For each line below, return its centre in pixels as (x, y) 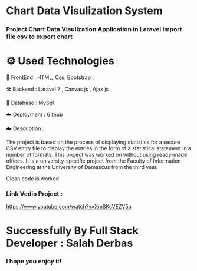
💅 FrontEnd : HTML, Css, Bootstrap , (50, 77)
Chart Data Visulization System (85, 11)
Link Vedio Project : (35, 194)
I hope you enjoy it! (34, 262)
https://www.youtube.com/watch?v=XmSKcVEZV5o (69, 207)
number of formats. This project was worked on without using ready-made (97, 155)
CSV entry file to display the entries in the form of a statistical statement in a (99, 148)
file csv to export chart (39, 37)
